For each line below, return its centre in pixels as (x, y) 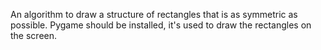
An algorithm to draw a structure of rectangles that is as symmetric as (154, 14)
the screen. (34, 35)
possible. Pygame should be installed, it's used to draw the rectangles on (161, 25)
